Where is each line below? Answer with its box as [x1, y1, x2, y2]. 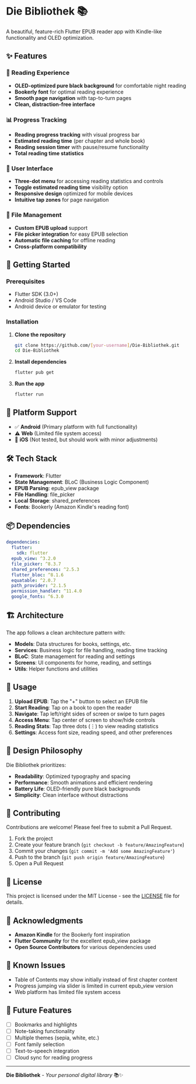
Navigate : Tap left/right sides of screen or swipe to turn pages [14, 710, 165, 717]
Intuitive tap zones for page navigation [14, 197, 109, 204]
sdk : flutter [16, 550, 48, 556]
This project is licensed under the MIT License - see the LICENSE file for [6, 893, 180, 900]
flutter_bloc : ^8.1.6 [11, 572, 64, 578]
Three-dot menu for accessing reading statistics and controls [14, 178, 163, 185]
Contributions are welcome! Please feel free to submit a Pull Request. [6, 824, 173, 831]
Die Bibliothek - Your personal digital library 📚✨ [6, 1071, 124, 1078]
